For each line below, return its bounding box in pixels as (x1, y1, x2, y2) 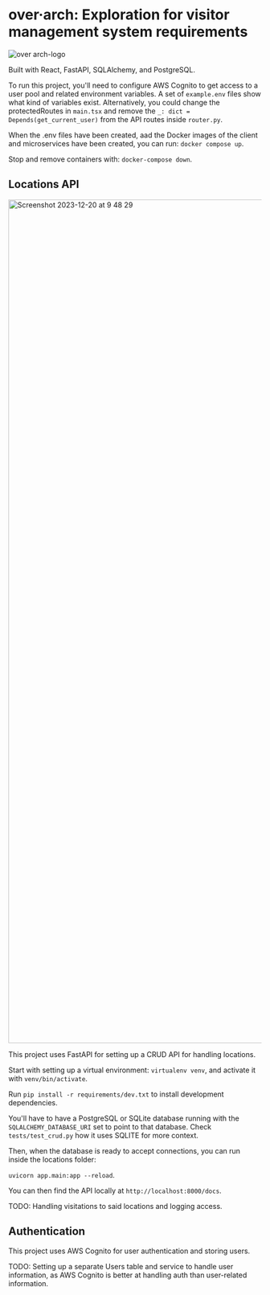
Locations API (8, 178, 80, 191)
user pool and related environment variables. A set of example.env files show (8, 88, 261, 98)
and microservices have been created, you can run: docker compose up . (8, 138, 244, 148)
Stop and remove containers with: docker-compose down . (8, 154, 193, 164)
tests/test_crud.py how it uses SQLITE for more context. (8, 1130, 199, 1140)
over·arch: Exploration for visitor (8, 6, 231, 24)
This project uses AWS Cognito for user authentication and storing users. (8, 1246, 251, 1256)
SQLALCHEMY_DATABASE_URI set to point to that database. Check (8, 1121, 211, 1131)
